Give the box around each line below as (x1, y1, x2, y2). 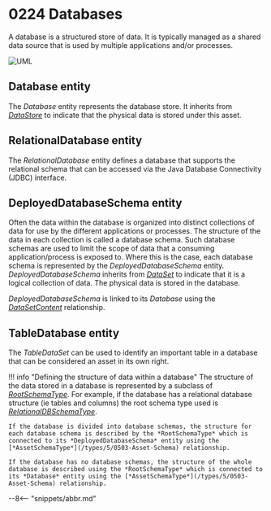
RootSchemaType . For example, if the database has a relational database (8, 390, 253, 400)
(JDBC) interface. (8, 173, 67, 182)
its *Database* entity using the (8, 473, 122, 481)
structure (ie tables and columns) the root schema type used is (8, 398, 219, 408)
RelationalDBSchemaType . (8, 407, 97, 417)
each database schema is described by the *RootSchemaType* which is (8, 430, 249, 438)
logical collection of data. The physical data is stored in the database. (8, 278, 241, 288)
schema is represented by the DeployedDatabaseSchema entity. (8, 261, 225, 271)
